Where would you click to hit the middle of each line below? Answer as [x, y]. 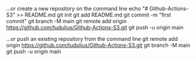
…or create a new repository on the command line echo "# [77, 9]
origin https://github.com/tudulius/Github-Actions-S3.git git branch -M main [98, 45]
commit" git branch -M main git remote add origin [66, 21]
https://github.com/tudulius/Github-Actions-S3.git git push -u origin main [95, 27]
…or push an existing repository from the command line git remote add [92, 39]
